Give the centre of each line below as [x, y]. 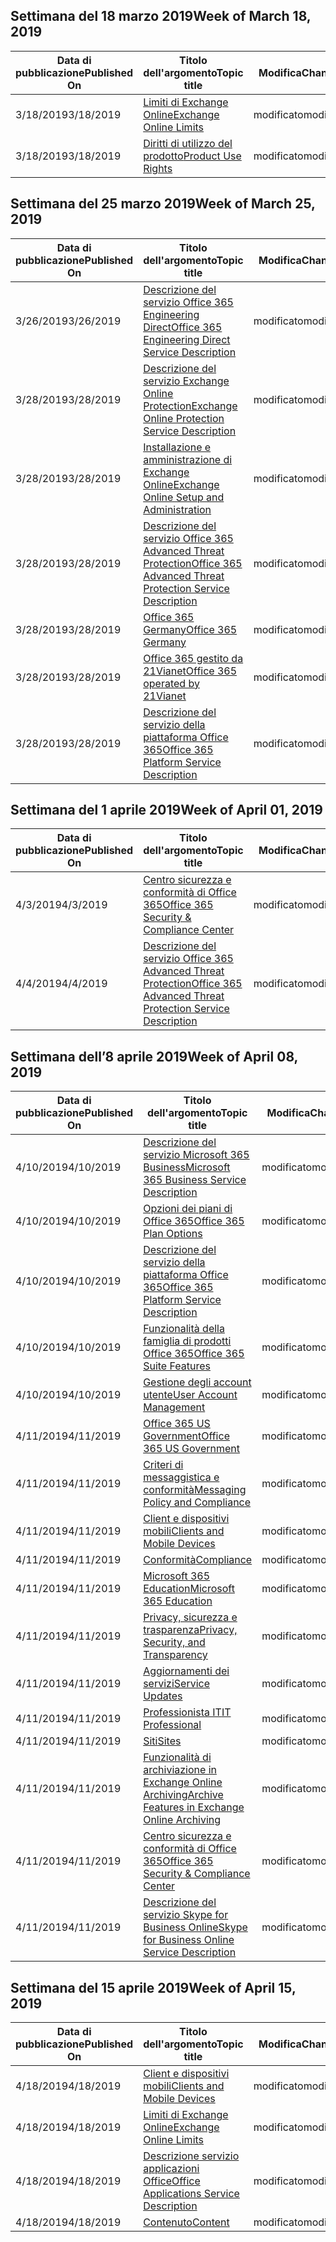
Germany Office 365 [190, 629]
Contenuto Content [186, 2222]
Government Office [186, 1436]
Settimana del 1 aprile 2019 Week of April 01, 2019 [166, 810]
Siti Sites [162, 1741]
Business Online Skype [195, 1927]
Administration [177, 509]
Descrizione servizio [191, 2156]
